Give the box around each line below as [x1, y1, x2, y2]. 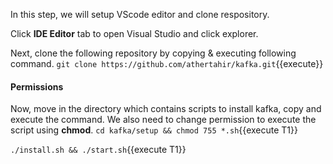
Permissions [10, 80, 64, 93]
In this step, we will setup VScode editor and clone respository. [10, 9, 270, 20]
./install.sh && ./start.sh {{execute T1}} [10, 144, 187, 156]
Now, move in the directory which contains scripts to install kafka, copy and [10, 103, 322, 115]
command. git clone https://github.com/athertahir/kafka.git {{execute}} [10, 58, 324, 69]
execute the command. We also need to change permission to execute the [10, 114, 317, 126]
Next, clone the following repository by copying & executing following [10, 47, 297, 59]
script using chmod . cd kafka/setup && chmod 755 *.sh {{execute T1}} [10, 124, 298, 136]
